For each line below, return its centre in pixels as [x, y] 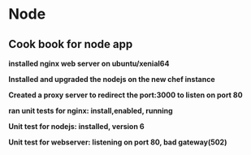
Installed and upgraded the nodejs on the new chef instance [112, 79]
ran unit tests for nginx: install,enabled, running [91, 111]
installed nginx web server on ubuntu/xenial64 [89, 63]
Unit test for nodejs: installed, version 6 [76, 126]
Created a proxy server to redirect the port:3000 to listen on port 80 [125, 95]
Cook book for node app [71, 44]
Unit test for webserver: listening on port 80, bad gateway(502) [118, 142]
